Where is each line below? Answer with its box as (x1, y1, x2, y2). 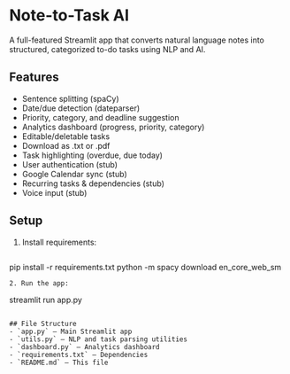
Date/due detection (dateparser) (21, 103, 141, 113)
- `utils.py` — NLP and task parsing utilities (9, 334, 188, 344)
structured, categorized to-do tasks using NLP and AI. (9, 43, 206, 54)
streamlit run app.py (9, 294, 82, 305)
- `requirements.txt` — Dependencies (9, 350, 149, 359)
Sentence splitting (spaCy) (21, 93, 119, 104)
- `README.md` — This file (9, 358, 109, 367)
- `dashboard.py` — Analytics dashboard (9, 342, 161, 351)
